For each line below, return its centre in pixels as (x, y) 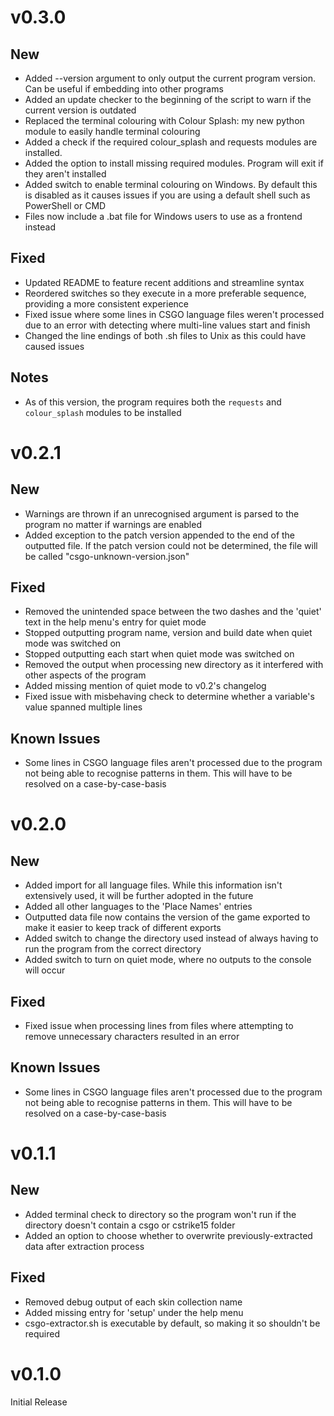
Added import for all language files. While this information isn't (153, 885)
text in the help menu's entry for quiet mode (115, 622)
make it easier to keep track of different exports (123, 928)
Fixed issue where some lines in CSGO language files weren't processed (174, 314)
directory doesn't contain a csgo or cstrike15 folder (130, 1225)
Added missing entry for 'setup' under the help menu (134, 1312)
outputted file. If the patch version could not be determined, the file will (171, 545)
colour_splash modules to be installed (103, 412)
